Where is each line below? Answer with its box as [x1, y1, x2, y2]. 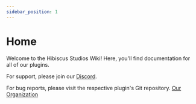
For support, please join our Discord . [6, 73, 98, 80]
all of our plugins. [6, 61, 49, 68]
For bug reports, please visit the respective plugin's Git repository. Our [6, 84, 182, 91]
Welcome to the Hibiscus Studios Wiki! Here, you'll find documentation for [6, 55, 191, 62]
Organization [6, 91, 39, 98]
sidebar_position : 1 [6, 8, 58, 15]
